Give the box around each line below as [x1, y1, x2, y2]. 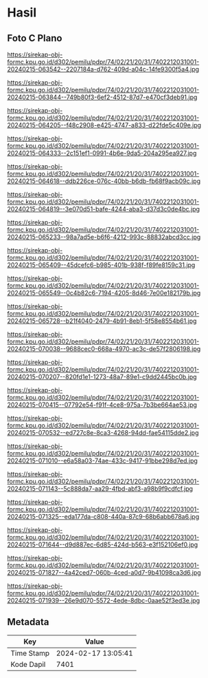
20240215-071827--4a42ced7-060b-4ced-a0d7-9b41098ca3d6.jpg [7, 569, 201, 576]
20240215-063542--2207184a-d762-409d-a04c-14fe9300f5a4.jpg [7, 65, 200, 73]
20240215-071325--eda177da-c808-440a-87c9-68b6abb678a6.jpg [7, 513, 200, 520]
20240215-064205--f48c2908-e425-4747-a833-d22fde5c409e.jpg [7, 121, 201, 129]
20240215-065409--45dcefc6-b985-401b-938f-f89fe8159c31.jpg [7, 261, 196, 269]
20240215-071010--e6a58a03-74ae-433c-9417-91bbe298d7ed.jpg [7, 456, 198, 465]
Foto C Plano [7, 32, 62, 44]
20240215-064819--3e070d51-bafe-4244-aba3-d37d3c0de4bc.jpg [7, 205, 200, 213]
